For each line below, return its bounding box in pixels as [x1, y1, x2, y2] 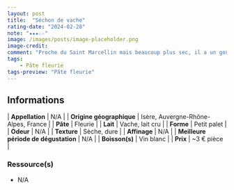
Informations [7, 94, 65, 106]
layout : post [7, 10, 45, 17]
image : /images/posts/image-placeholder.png [7, 36, 139, 43]
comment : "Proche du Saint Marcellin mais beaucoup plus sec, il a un [7, 49, 217, 56]
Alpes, [7, 120, 26, 129]
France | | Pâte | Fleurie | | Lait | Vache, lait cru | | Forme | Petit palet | [26, 120, 227, 129]
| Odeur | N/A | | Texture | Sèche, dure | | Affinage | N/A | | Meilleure [7, 127, 206, 136]
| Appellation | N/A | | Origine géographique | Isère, [7, 113, 157, 121]
